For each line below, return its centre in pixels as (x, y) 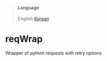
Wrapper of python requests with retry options (54, 53)
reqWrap (24, 39)
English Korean (33, 19)
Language (28, 8)
